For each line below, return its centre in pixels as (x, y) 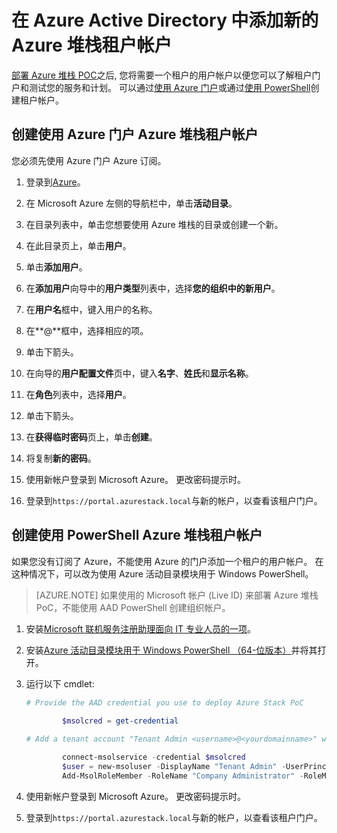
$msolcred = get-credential (120, 721)
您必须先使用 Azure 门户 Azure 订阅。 (89, 160)
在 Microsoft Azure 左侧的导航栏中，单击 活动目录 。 (131, 203)
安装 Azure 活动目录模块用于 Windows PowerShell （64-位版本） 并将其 (171, 650)
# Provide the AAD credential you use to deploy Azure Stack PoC (164, 702)
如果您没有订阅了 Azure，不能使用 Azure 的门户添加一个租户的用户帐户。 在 (167, 561)
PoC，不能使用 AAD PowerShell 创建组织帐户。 (133, 607)
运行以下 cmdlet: (60, 683)
